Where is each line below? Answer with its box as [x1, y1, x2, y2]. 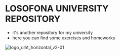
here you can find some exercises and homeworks [12, 35, 115, 41]
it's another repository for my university [12, 29, 93, 35]
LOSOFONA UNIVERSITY [5, 3, 109, 14]
